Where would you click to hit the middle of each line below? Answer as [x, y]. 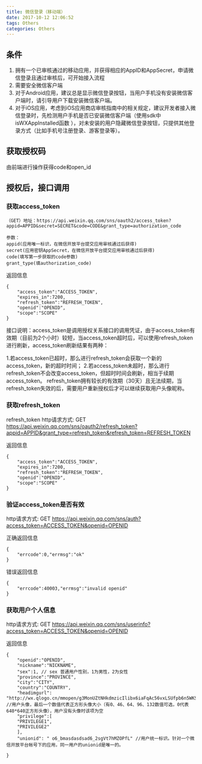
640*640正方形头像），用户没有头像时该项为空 [55, 711]
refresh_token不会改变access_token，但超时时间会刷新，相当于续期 [90, 373]
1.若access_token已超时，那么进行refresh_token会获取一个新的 [84, 358]
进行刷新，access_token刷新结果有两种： [57, 345]
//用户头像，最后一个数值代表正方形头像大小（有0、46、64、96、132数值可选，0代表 [98, 705]
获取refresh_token [33, 405]
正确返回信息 [22, 538]
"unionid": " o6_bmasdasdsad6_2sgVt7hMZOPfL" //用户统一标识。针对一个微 [106, 739]
